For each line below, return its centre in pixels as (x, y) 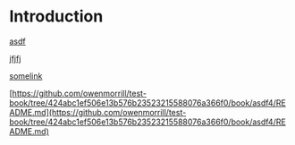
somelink (26, 76)
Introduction (56, 17)
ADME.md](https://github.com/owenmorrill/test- (98, 112)
